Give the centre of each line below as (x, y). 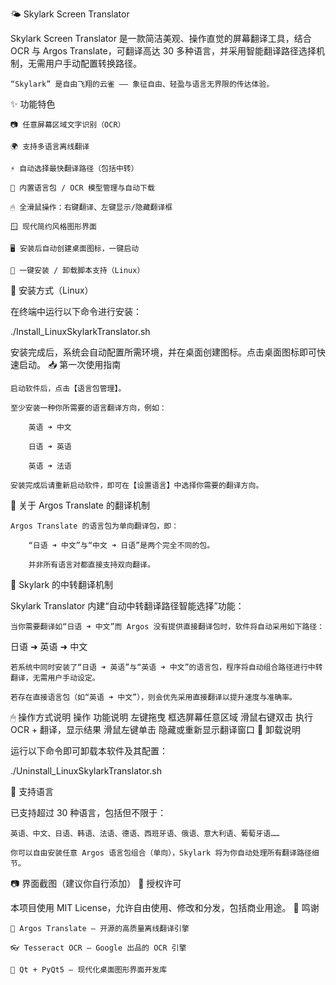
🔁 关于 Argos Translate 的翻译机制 (80, 505)
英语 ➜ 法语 (50, 466)
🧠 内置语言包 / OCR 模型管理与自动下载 (82, 188)
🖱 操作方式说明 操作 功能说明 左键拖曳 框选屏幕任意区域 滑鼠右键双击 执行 (161, 717)
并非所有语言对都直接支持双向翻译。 (91, 565)
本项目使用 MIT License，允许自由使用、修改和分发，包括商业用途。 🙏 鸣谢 (165, 907)
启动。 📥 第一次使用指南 (70, 364)
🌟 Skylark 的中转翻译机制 (62, 584)
